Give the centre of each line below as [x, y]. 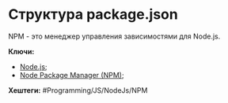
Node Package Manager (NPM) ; [72, 75]
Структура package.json [93, 15]
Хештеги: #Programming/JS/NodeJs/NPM [78, 90]
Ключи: [21, 51]
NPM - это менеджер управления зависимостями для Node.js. [114, 36]
